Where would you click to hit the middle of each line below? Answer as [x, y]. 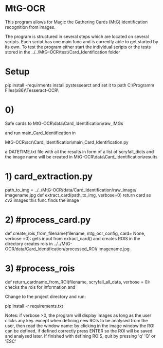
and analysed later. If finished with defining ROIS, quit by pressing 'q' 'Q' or [80, 336]
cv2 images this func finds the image [42, 200]
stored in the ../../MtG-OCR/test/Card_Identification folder [63, 52]
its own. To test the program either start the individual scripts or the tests [78, 47]
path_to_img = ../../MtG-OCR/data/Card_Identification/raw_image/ [71, 190]
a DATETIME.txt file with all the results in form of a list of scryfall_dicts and [80, 152]
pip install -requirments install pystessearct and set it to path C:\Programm [80, 85]
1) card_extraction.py [49, 176]
